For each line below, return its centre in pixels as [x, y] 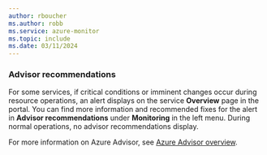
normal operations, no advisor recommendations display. [103, 127]
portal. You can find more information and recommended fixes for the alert [133, 110]
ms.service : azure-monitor [54, 31]
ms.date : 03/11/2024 [43, 46]
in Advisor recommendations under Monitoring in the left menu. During [129, 118]
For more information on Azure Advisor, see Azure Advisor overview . [123, 142]
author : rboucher [38, 16]
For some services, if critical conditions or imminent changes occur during [133, 92]
